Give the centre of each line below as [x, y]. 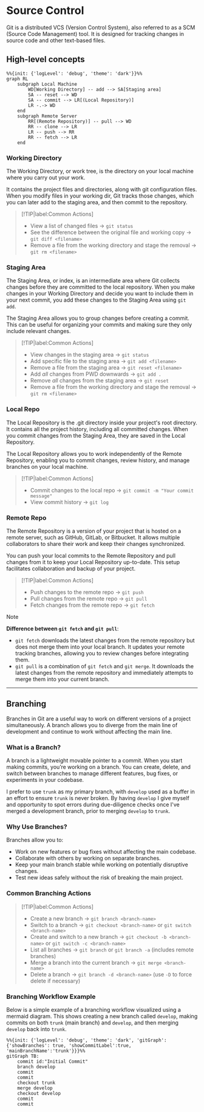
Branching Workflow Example [51, 996]
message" [41, 496]
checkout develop [39, 1093]
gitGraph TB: [23, 1056]
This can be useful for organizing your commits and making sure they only [99, 325]
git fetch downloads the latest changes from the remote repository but [105, 640]
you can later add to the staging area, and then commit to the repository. [97, 202]
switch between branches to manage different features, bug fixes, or [92, 773]
